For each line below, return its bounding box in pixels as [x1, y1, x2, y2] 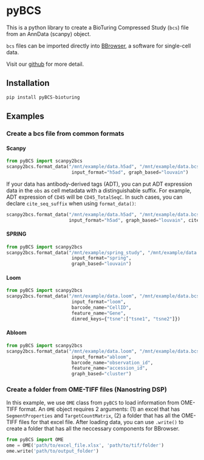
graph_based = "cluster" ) [71, 371, 132, 377]
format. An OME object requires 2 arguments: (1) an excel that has [19, 406, 180, 413]
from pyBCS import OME [6, 437, 64, 443]
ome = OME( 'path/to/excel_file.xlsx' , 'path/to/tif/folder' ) [6, 442, 165, 448]
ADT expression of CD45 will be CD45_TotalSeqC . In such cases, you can [6, 193, 183, 200]
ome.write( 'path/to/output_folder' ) [6, 448, 99, 455]
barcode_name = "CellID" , [71, 305, 132, 311]
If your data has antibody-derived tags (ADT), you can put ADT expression [6, 180, 192, 188]
